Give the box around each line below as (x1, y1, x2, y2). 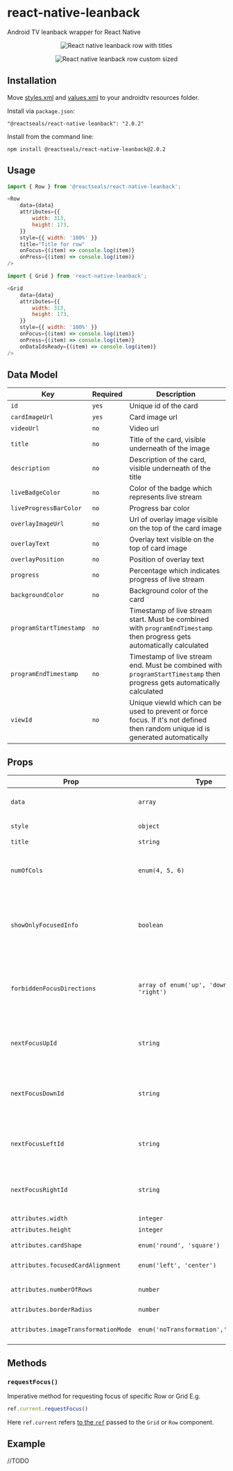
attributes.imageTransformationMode (10, 1326, 132, 1334)
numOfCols (10, 866, 43, 875)
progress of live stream (129, 575, 205, 585)
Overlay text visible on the (129, 535, 214, 544)
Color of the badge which (129, 484, 213, 494)
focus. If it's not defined (129, 715, 207, 725)
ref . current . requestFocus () (7, 1405, 89, 1412)
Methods (7, 1357, 47, 1369)
